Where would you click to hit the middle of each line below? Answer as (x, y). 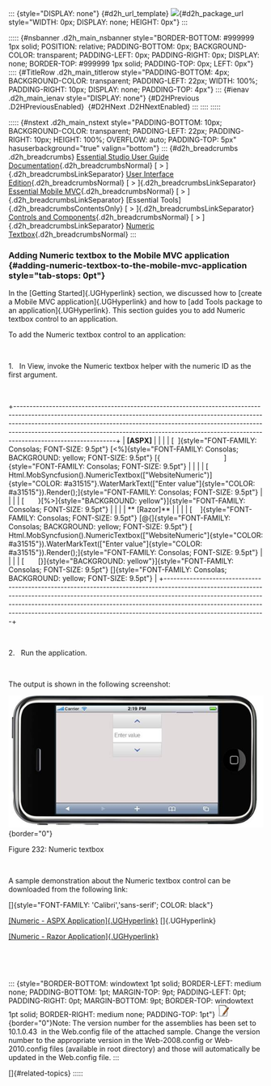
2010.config (28, 1049)
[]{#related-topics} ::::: (46, 1073)
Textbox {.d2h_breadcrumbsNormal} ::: (72, 234)
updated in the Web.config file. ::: (64, 1058)
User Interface (150, 174)
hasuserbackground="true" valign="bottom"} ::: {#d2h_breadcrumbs (123, 148)
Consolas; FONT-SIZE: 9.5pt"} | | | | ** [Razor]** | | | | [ (100, 510)
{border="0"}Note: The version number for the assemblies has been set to (132, 1023)
